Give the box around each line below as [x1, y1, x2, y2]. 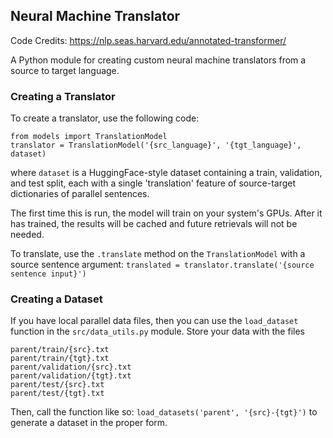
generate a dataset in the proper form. [10, 417, 168, 429]
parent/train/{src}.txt [10, 345, 110, 355]
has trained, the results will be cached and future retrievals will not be [10, 218, 298, 230]
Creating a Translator [10, 89, 116, 103]
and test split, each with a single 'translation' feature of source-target [10, 177, 297, 189]
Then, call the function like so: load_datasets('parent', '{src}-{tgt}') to [10, 406, 318, 418]
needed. [10, 229, 45, 241]
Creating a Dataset [10, 292, 103, 306]
